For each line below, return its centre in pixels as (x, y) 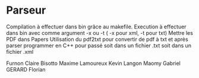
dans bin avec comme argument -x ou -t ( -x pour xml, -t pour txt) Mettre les (99, 32)
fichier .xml (20, 51)
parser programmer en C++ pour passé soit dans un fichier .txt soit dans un (99, 45)
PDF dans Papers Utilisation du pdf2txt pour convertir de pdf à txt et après (97, 39)
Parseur (26, 10)
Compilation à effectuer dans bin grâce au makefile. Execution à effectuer (96, 27)
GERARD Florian (26, 69)
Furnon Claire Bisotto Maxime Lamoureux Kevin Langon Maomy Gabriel (94, 63)
